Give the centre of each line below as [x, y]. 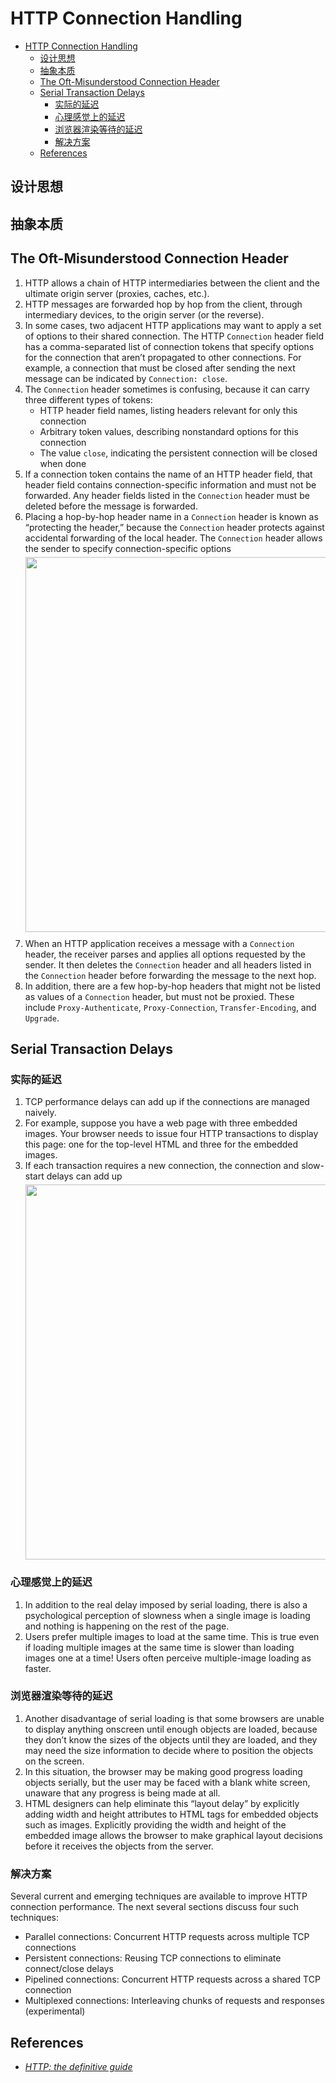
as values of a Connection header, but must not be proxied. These [159, 996]
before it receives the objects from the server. [119, 1846]
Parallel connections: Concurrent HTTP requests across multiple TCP [167, 1937]
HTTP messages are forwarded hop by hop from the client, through [163, 304]
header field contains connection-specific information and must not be [170, 484]
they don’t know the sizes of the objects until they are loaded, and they [171, 1739]
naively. [40, 1113]
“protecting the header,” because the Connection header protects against [174, 527]
